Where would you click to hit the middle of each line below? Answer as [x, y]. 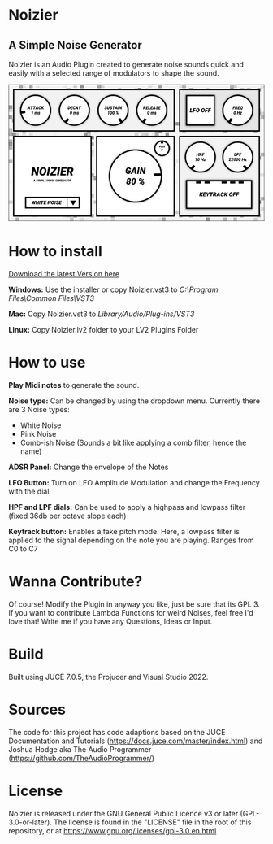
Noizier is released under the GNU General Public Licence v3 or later [123, 813]
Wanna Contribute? [76, 582]
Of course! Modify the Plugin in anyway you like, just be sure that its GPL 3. [134, 604]
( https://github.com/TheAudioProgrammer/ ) [82, 758]
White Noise [41, 425]
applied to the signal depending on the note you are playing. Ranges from [131, 540]
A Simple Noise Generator [75, 45]
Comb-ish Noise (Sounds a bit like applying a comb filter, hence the [133, 443]
